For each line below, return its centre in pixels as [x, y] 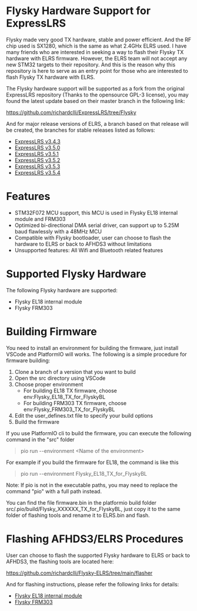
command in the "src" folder [40, 439]
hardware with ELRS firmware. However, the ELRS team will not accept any [97, 58]
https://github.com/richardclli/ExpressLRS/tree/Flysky [71, 112]
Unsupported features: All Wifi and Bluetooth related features [89, 250]
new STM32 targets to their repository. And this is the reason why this [91, 64]
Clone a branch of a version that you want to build [75, 372]
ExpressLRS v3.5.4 [37, 172]
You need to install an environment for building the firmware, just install [92, 348]
